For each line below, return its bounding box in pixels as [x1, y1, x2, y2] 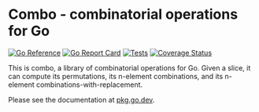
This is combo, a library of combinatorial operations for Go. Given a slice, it [8, 63, 251, 72]
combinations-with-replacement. [35, 80, 143, 89]
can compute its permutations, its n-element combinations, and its [8, 71, 224, 81]
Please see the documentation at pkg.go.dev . [8, 95, 155, 104]
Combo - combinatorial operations [8, 5, 239, 23]
